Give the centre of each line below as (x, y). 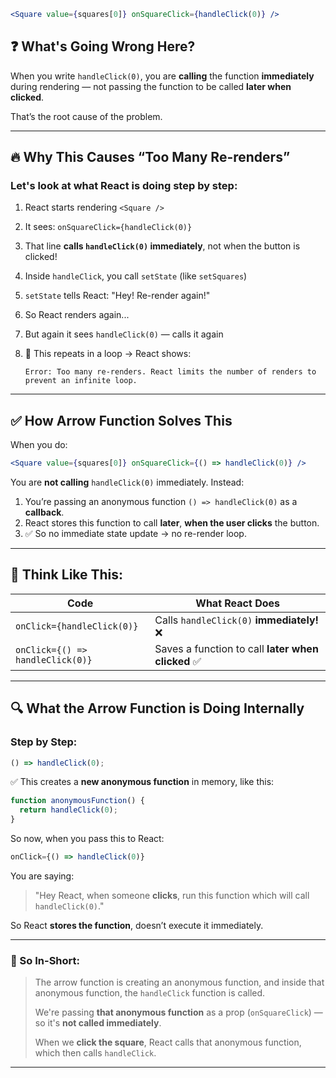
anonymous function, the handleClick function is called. (150, 993)
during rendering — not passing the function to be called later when (151, 86)
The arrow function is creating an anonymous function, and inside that (179, 982)
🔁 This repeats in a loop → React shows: (108, 354)
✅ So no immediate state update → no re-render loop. (135, 534)
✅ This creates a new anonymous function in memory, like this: (142, 782)
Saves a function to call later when (236, 648)
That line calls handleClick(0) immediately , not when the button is (162, 246)
